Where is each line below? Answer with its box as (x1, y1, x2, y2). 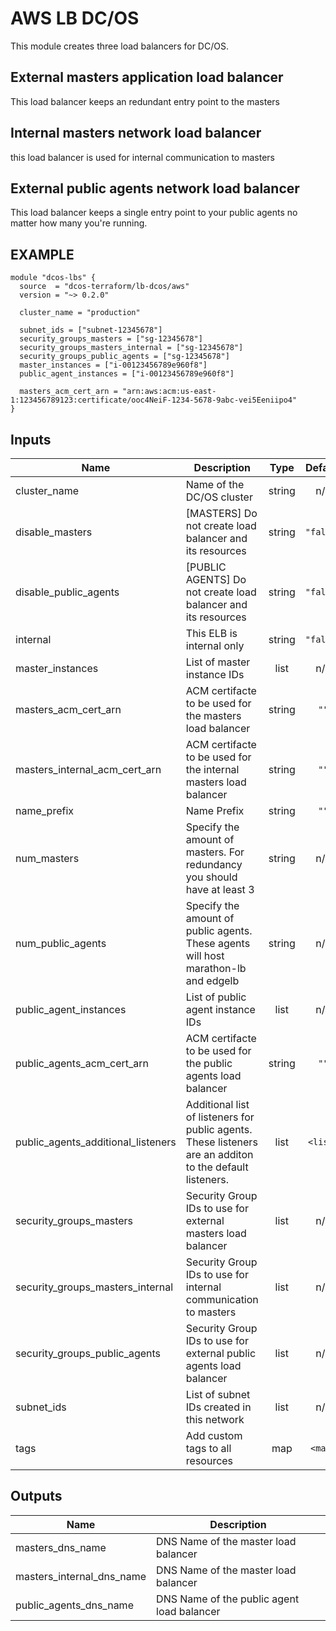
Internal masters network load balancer (10, 125, 262, 142)
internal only (185, 639, 245, 652)
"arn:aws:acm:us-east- (121, 387, 217, 397)
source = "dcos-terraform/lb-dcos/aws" (19, 282, 190, 292)
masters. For (185, 845, 245, 859)
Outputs (10, 1488, 63, 1505)
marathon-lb (185, 962, 247, 975)
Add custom (185, 1429, 243, 1442)
